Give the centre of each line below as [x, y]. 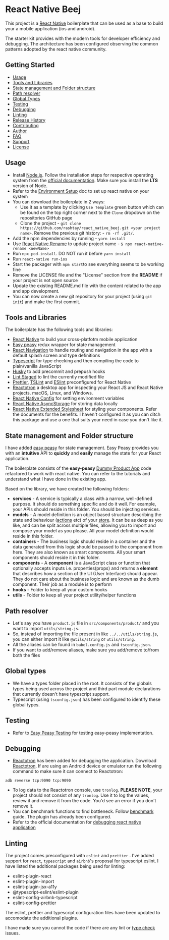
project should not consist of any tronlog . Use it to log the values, [81, 795]
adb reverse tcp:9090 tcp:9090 [38, 781]
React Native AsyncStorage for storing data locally [65, 404]
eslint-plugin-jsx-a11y [35, 887]
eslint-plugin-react [32, 876]
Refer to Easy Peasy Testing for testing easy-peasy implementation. [83, 733]
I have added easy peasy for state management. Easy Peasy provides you [82, 448]
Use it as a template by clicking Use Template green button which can [92, 207]
